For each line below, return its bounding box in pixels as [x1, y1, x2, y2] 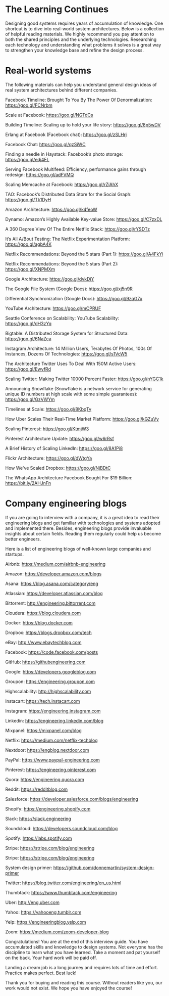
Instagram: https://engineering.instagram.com [5, 708, 101, 714]
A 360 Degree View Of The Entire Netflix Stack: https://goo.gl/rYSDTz [5, 226, 150, 232]
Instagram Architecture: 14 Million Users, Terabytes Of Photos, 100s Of [5, 345, 152, 351]
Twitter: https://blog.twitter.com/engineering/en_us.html [5, 880, 122, 886]
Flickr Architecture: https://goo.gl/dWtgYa [5, 455, 92, 461]
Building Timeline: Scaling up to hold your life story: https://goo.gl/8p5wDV [5, 121, 161, 127]
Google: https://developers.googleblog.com [5, 668, 96, 674]
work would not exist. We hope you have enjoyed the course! [5, 985, 132, 991]
